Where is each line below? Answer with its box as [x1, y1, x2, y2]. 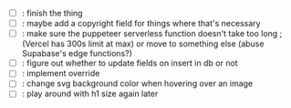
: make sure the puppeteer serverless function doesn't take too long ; [21, 28, 283, 39]
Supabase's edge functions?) [21, 48, 133, 59]
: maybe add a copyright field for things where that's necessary [21, 18, 261, 29]
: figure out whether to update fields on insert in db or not [21, 58, 238, 69]
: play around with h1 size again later [21, 88, 159, 99]
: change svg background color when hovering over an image [21, 78, 254, 89]
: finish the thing [21, 8, 83, 18]
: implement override [21, 68, 100, 79]
